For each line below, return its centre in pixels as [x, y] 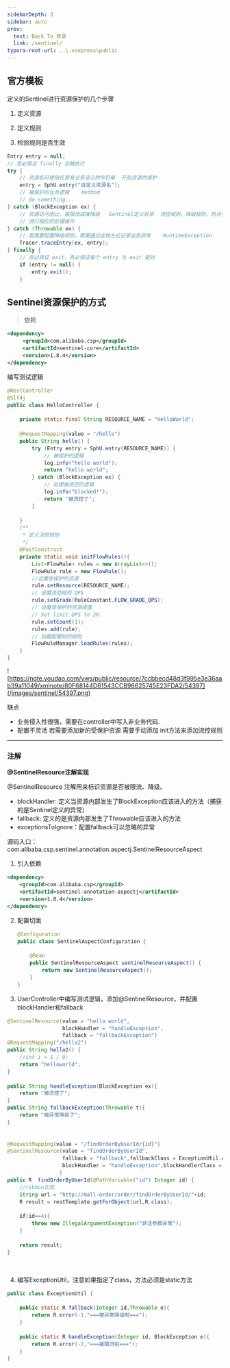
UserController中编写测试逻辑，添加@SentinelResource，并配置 [107, 999]
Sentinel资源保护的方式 [56, 302]
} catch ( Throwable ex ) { [44, 229]
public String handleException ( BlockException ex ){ [82, 1086]
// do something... [47, 200]
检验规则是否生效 [41, 142]
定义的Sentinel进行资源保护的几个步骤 [61, 99]
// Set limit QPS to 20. [67, 614]
